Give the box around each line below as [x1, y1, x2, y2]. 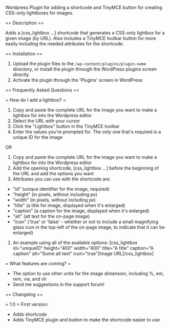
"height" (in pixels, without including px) [12, 191, 97, 197]
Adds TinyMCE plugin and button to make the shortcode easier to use [12, 317, 160, 323]
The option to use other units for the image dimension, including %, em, [12, 270, 164, 277]
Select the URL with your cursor [12, 118, 80, 124]
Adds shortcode [12, 311, 47, 317]
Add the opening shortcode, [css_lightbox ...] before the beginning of [12, 165, 159, 171]
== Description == [5, 20, 45, 26]
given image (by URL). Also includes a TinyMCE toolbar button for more [5, 35, 156, 41]
